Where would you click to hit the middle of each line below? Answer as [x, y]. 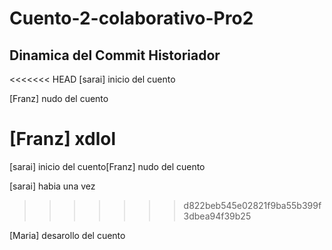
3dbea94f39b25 [217, 216]
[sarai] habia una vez [52, 186]
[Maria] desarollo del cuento [67, 235]
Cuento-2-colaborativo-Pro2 [131, 18]
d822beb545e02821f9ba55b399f [252, 205]
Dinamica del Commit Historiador [115, 55]
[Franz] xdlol [63, 139]
